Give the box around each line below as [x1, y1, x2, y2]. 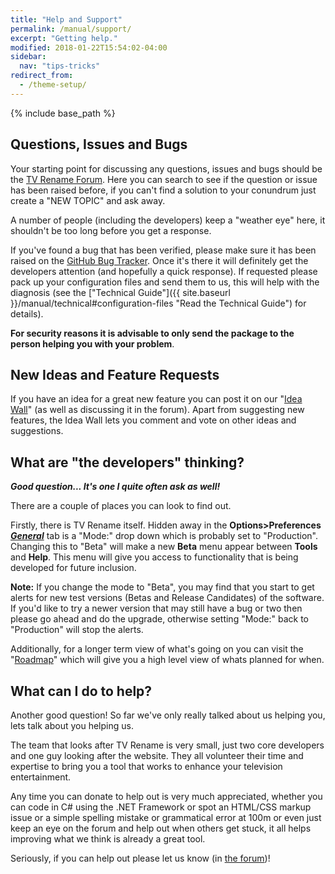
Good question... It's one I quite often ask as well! [10, 481, 221, 493]
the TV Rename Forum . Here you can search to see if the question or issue [10, 173, 318, 185]
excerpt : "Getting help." [10, 33, 118, 43]
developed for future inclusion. [10, 562, 137, 574]
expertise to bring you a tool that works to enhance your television [10, 761, 283, 772]
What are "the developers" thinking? [10, 454, 245, 471]
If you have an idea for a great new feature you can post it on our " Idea [10, 393, 303, 405]
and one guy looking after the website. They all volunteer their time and [10, 750, 304, 761]
